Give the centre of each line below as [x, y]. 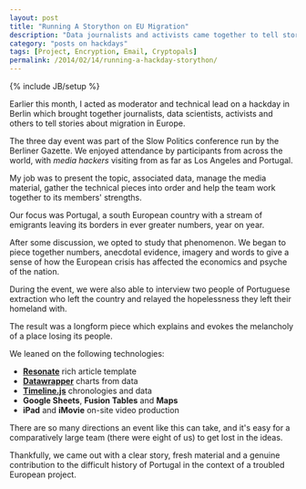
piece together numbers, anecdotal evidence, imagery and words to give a [149, 252]
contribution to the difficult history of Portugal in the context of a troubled [147, 465]
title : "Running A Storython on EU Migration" [99, 26]
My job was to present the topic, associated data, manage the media [138, 178]
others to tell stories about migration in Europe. [97, 123]
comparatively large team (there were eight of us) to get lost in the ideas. [146, 437]
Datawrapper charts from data [80, 381]
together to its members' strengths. [76, 198]
